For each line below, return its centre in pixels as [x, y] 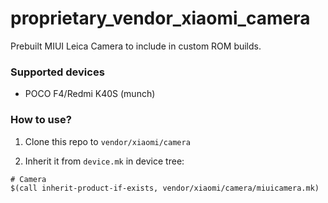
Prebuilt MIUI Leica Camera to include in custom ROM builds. [136, 46]
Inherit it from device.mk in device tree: [104, 161]
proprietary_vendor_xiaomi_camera [160, 18]
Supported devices [57, 72]
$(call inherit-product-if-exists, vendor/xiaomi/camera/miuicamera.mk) [165, 188]
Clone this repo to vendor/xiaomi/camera [107, 141]
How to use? [41, 120]
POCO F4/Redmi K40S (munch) [90, 94]
